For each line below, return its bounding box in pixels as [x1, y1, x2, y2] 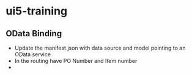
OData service [14, 51, 51, 58]
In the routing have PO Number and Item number [14, 57, 138, 64]
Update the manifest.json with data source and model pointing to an [14, 44, 186, 51]
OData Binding [6, 28, 62, 39]
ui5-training [6, 4, 68, 18]
